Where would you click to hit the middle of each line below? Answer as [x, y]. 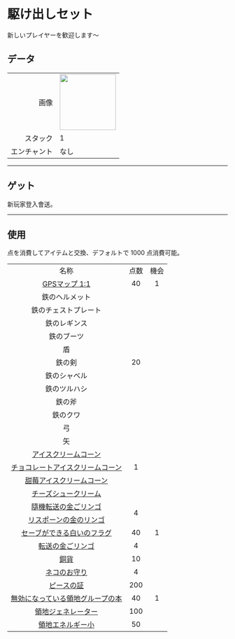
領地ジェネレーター [66, 612]
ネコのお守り [66, 573]
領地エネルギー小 [66, 625]
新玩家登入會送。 [32, 204]
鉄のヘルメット [66, 297]
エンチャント [32, 151]
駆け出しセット [50, 14]
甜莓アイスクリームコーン [66, 481]
